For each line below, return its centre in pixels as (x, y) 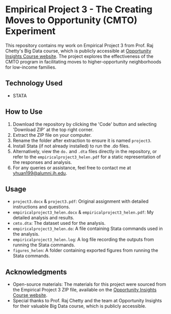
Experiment (30, 31)
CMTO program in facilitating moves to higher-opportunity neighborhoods (83, 61)
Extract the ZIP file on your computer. (52, 135)
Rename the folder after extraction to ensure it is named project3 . (82, 140)
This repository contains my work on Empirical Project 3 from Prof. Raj (79, 45)
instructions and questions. (41, 207)
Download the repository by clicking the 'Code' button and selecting (85, 124)
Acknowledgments (36, 272)
